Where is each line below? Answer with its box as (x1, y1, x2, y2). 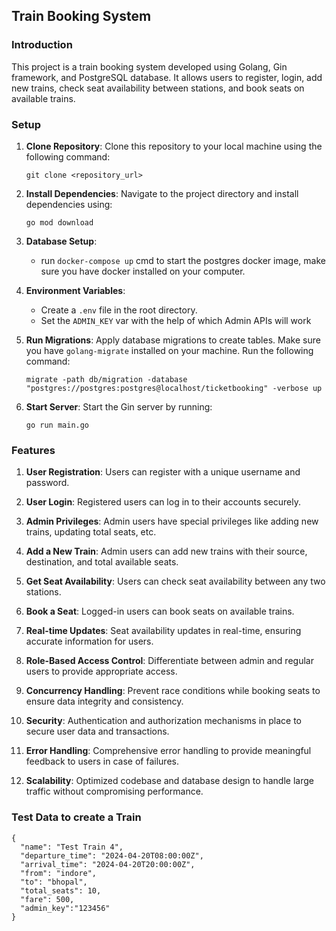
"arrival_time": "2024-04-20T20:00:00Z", (20, 859, 196, 869)
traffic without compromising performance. (25, 785, 204, 798)
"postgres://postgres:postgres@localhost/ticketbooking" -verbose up (25, 383, 323, 393)
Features (11, 443, 56, 457)
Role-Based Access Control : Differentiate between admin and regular (25, 655, 314, 667)
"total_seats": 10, (20, 885, 102, 896)
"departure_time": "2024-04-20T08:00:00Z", (20, 850, 204, 861)
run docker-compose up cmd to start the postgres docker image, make (40, 254, 326, 266)
